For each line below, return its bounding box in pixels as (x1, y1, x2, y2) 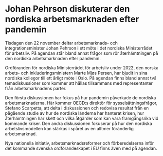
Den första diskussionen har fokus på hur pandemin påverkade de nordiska (5, 94, 156, 100)
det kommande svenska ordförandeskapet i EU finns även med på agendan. (5, 145, 157, 151)
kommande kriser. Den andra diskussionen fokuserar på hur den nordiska (5, 120, 152, 126)
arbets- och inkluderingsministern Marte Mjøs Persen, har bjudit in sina (5, 70, 147, 76)
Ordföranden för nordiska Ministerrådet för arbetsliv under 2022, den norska (5, 64, 159, 71)
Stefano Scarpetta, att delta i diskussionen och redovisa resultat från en (5, 105, 149, 111)
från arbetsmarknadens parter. (5, 85, 67, 91)
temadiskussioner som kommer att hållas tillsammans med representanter (5, 80, 153, 86)
